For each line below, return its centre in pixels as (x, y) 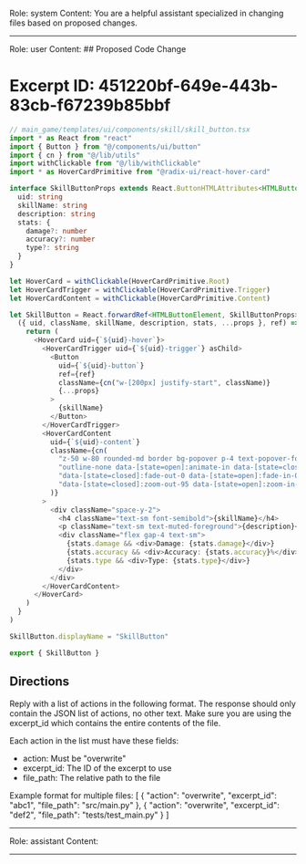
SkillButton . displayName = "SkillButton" (89, 636)
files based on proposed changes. (74, 23)
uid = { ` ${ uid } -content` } (95, 442)
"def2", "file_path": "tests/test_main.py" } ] (89, 815)
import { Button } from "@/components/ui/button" (106, 146)
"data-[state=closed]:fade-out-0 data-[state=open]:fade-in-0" (180, 476)
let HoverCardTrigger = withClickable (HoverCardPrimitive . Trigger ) (140, 290)
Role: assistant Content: (54, 841)
